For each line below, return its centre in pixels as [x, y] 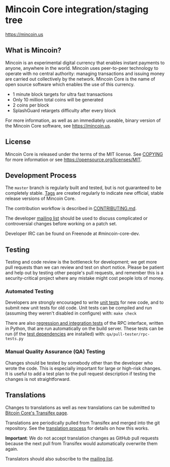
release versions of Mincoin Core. [41, 199]
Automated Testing [29, 292]
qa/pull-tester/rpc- [128, 334]
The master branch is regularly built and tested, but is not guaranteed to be [83, 188]
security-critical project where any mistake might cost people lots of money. [85, 278]
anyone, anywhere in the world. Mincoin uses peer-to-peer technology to [82, 68]
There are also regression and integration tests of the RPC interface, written [84, 323]
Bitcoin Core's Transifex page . [37, 413]
